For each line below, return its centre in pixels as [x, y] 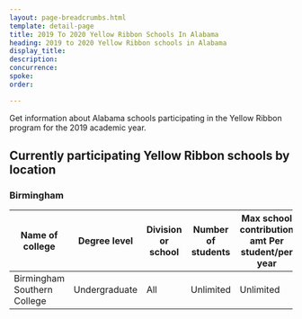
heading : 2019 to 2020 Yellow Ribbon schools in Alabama [118, 43]
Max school [267, 218]
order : [22, 84]
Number [211, 230]
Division [164, 230]
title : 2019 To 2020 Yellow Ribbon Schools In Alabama [114, 34]
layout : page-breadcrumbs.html [68, 18]
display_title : [38, 51]
